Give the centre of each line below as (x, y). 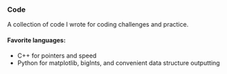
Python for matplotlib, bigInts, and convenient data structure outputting (118, 62)
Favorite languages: (36, 40)
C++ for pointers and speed (57, 56)
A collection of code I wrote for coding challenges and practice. (98, 25)
